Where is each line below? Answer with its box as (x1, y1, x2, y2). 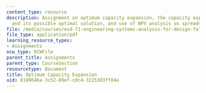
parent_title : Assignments (6, 54, 75, 61)
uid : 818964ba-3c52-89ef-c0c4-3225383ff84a (6, 77, 120, 83)
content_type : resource (6, 9, 67, 15)
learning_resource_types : (6, 37, 72, 43)
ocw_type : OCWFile (6, 49, 53, 55)
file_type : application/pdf (6, 32, 78, 38)
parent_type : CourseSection (6, 60, 78, 66)
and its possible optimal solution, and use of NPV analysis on (12, 20, 180, 26)
